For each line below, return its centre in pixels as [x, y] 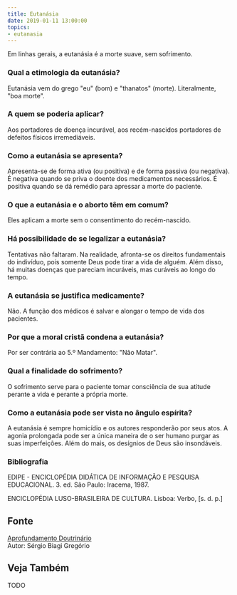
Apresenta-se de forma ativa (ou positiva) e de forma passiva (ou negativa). [118, 171]
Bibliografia [28, 462]
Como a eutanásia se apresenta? [65, 155]
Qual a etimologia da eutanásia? [64, 73]
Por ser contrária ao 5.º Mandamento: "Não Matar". [83, 353]
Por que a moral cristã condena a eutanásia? [86, 337]
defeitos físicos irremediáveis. [51, 137]
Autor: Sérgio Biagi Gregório [49, 546]
